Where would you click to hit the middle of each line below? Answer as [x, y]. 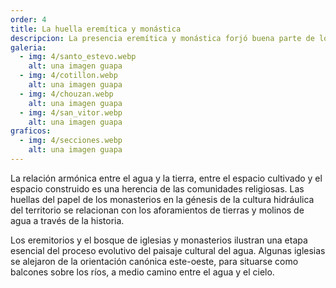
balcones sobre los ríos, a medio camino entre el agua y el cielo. [142, 272]
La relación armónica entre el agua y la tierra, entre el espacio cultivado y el [166, 178]
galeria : [28, 47]
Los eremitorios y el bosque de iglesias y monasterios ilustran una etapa [159, 240]
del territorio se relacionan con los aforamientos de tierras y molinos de [157, 210]
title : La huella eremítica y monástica [96, 29]
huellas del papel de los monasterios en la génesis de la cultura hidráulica [162, 199]
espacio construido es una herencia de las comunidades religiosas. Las [157, 188]
